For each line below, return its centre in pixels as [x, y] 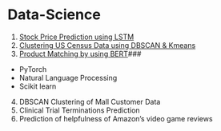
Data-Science [54, 15]
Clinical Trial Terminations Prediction [80, 110]
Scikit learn [38, 86]
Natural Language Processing [68, 77]
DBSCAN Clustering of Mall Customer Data [90, 101]
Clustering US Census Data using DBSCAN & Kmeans [107, 45]
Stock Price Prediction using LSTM [76, 37]
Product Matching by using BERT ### [80, 54]
